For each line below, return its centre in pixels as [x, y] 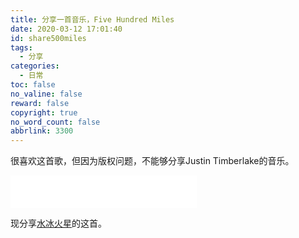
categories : [35, 66]
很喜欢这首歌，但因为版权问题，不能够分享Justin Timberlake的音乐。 [152, 161]
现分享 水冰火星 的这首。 [58, 223]
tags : [21, 47]
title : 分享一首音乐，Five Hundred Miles [92, 19]
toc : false [33, 85]
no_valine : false [46, 94]
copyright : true [44, 112]
